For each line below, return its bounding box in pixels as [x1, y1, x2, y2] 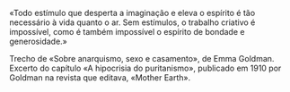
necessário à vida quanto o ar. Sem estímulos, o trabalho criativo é [9, 17, 256, 28]
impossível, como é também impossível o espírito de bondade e [9, 27, 245, 37]
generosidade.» [9, 36, 67, 46]
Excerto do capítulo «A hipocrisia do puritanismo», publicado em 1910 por [9, 63, 282, 73]
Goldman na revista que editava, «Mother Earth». [9, 72, 191, 83]
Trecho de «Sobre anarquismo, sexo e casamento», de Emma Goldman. [9, 54, 275, 63]
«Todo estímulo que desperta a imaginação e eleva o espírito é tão [9, 8, 256, 18]
